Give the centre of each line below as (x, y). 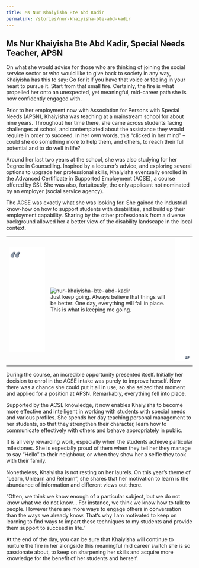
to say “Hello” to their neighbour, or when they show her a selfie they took (96, 454)
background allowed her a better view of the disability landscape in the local (99, 222)
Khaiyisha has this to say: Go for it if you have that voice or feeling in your (96, 80)
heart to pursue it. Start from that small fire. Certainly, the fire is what (90, 86)
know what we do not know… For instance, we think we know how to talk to (98, 503)
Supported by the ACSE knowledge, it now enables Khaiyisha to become (95, 405)
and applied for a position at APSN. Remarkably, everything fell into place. (96, 393)
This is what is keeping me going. (91, 310)
